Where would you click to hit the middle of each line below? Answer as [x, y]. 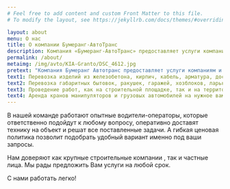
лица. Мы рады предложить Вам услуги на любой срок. [89, 165]
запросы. [21, 144]
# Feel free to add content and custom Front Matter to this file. [105, 13]
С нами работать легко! [42, 178]
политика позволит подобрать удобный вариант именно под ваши [104, 137]
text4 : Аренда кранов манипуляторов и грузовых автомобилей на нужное [110, 96]
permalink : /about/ [35, 58]
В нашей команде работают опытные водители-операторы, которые [108, 115]
